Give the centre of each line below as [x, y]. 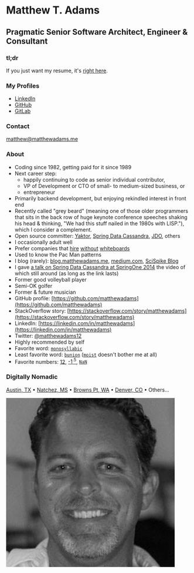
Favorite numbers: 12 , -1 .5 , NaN [51, 361]
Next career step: [35, 173]
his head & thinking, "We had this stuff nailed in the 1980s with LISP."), [99, 223]
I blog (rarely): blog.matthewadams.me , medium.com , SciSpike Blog [96, 261]
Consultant [27, 41]
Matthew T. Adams [53, 10]
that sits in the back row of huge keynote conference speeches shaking [101, 217]
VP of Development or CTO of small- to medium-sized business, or [104, 186]
